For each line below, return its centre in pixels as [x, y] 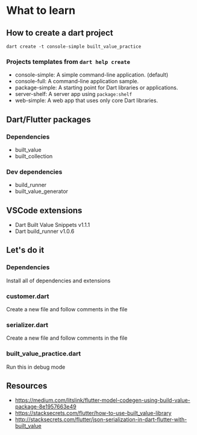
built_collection [34, 156]
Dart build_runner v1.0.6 [45, 231]
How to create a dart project [60, 33]
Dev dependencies [34, 171]
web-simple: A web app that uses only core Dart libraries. [86, 101]
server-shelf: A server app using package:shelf [73, 94]
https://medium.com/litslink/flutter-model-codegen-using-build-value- [103, 400]
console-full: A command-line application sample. [77, 81]
